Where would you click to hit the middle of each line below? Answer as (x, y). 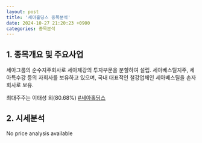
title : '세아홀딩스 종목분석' (39, 17)
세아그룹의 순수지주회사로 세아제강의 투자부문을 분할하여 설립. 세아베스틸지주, (97, 70)
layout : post (23, 12)
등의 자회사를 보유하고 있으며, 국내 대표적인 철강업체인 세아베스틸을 (106, 78)
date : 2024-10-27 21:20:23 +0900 (48, 23)
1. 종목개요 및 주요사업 (45, 54)
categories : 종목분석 (31, 29)
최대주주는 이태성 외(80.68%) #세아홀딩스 (56, 98)
